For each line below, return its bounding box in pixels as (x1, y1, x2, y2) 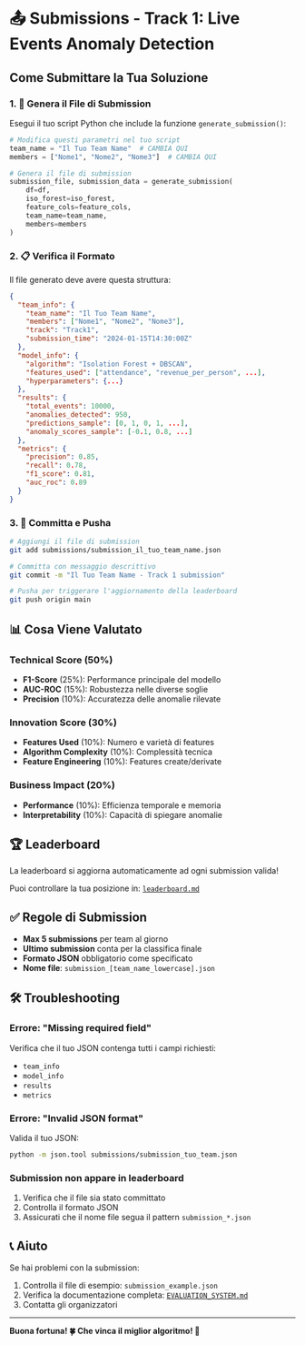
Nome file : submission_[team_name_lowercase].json (22, 963, 215, 974)
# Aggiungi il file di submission (9, 537, 141, 546)
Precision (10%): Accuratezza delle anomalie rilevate (22, 693, 221, 704)
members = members (25, 219, 88, 228)
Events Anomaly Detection (9, 34, 215, 55)
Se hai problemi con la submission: (9, 1262, 140, 1273)
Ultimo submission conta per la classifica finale (22, 944, 202, 955)
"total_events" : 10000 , (25, 402, 116, 411)
